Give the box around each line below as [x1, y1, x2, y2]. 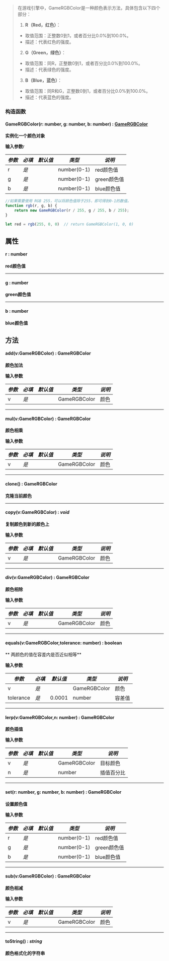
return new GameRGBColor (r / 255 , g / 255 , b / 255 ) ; [14, 208, 129, 213]
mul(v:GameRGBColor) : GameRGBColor [5, 416, 91, 422]
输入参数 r [5, 144, 25, 150]
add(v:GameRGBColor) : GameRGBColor [5, 350, 92, 357]
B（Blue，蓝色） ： [25, 78, 62, 83]
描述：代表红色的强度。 [25, 39, 74, 45]
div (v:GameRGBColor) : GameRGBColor [5, 574, 90, 581]
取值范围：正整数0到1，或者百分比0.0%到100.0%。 [25, 33, 132, 38]
